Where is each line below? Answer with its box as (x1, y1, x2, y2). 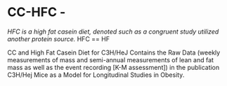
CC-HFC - (7, 4, 66, 20)
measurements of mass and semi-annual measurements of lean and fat (7, 55, 214, 64)
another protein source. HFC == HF (7, 34, 110, 43)
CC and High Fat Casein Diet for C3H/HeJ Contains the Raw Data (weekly (7, 48, 221, 57)
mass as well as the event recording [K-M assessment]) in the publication (7, 63, 220, 71)
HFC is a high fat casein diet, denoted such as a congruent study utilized (7, 27, 219, 36)
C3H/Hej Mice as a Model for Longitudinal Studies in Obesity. (7, 71, 185, 79)
